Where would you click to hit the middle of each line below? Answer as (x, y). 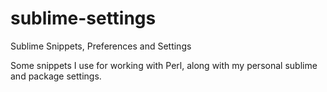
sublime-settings (83, 18)
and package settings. (56, 76)
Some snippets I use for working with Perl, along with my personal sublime (164, 65)
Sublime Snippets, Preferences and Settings (101, 46)
